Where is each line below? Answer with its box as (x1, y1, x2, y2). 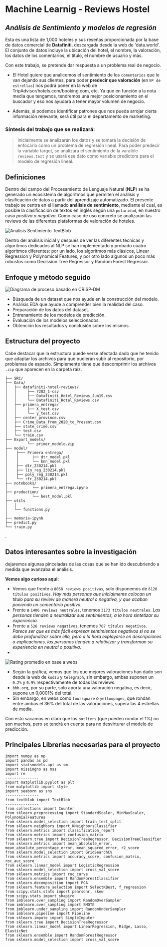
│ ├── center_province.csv (5, 415, 66, 420)
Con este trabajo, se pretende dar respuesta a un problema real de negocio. (5, 62, 161, 68)
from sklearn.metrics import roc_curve (5, 872, 88, 877)
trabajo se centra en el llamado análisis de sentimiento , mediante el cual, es (5, 202, 163, 208)
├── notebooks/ (5, 480, 37, 485)
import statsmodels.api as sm (5, 763, 68, 768)
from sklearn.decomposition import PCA (5, 881, 88, 886)
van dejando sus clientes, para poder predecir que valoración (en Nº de (12, 77, 161, 83)
